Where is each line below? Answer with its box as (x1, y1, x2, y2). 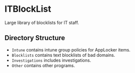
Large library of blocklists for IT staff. (4, 20, 79, 25)
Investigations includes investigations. (11, 57, 91, 63)
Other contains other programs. (11, 62, 75, 68)
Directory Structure (4, 34, 66, 42)
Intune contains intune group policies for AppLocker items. (11, 47, 131, 52)
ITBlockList (4, 3, 51, 15)
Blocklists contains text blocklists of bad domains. (11, 52, 115, 58)
